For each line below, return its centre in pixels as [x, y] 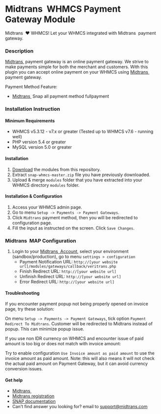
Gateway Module [40, 19]
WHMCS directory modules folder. [46, 185]
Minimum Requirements [30, 121]
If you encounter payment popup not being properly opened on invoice [77, 304]
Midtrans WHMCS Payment [63, 9]
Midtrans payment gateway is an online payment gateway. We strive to [77, 62]
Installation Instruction [33, 109]
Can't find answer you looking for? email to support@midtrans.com [80, 407]
